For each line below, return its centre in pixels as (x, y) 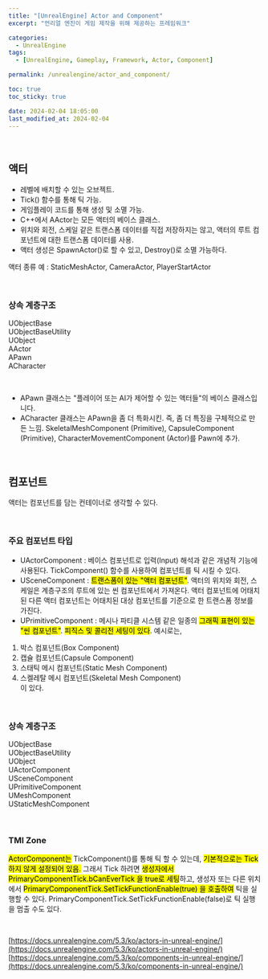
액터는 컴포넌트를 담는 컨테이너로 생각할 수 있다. (83, 502)
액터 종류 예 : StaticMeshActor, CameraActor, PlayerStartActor (110, 267)
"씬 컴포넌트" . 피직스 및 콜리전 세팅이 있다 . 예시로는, (101, 630)
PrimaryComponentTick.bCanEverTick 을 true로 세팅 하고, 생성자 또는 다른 (127, 879)
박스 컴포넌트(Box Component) (70, 647)
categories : (28, 38)
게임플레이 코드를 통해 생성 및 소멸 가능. (82, 210)
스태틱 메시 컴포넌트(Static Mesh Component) (93, 667)
